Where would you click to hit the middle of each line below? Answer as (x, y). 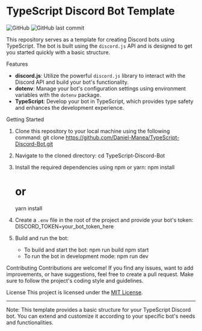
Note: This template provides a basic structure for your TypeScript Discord (99, 309)
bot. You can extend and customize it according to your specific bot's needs (101, 316)
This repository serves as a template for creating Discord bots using (90, 39)
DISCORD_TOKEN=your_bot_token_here (64, 226)
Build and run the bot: (42, 238)
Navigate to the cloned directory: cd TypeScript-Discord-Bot (90, 156)
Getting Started (25, 119)
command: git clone (40, 137)
